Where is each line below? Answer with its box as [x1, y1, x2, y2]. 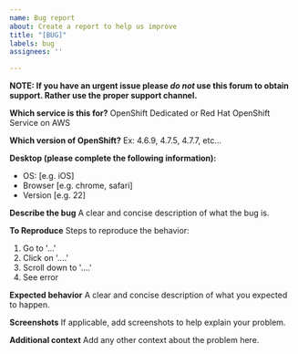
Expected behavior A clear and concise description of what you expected [9, 289, 288, 301]
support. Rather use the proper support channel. [9, 90, 198, 101]
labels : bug [9, 38, 55, 48]
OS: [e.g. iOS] [22, 171, 75, 182]
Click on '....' [22, 253, 69, 264]
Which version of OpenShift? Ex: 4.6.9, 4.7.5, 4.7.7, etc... [9, 135, 221, 146]
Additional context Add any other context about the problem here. [9, 335, 260, 346]
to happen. [9, 299, 50, 310]
